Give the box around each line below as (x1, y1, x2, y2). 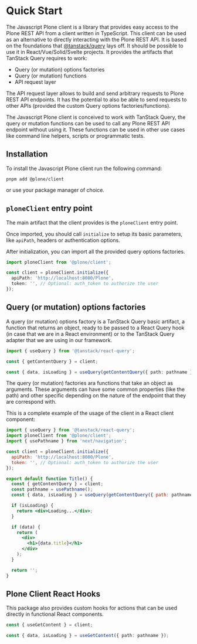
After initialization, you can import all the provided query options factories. (6, 248, 186, 255)
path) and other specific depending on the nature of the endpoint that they (6, 392, 186, 399)
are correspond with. (6, 398, 57, 406)
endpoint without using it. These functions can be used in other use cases (6, 126, 185, 133)
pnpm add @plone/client (6, 176, 64, 182)
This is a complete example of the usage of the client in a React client (6, 410, 174, 417)
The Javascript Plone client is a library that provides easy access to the (6, 23, 179, 30)
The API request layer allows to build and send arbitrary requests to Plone (6, 90, 184, 97)
